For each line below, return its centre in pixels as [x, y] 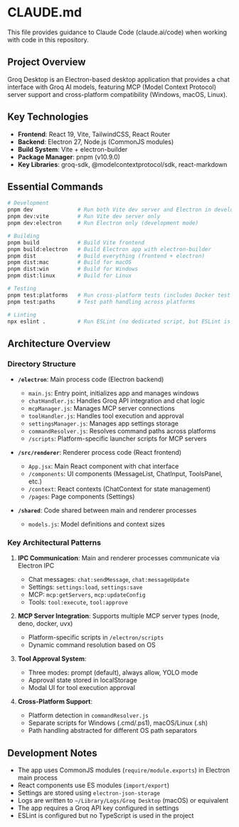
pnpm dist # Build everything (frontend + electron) [106, 256]
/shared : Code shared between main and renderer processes [107, 510]
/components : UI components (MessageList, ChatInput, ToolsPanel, [125, 474]
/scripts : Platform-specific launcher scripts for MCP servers [118, 438]
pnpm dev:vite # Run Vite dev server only [84, 217]
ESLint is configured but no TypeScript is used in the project [106, 816]
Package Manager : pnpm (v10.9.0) [69, 157]
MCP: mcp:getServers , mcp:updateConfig [87, 595]
